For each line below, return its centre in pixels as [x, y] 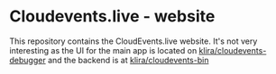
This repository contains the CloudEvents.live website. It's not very [133, 41]
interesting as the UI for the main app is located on [103, 50]
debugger [28, 60]
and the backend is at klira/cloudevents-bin [129, 60]
